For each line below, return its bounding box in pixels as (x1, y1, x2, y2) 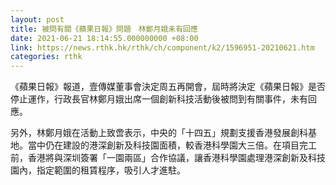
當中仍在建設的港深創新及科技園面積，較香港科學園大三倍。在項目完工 (27, 139, 317, 151)
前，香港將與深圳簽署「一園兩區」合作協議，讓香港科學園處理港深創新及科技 (10, 152, 326, 164)
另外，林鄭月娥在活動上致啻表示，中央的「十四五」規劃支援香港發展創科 (10, 127, 308, 139)
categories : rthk (10, 52, 83, 62)
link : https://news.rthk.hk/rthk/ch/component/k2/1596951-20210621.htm (10, 42, 315, 53)
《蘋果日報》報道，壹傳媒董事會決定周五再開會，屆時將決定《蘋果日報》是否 (10, 81, 326, 93)
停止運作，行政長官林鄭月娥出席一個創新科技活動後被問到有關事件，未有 (10, 93, 308, 105)
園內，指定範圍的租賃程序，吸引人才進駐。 (10, 164, 186, 176)
